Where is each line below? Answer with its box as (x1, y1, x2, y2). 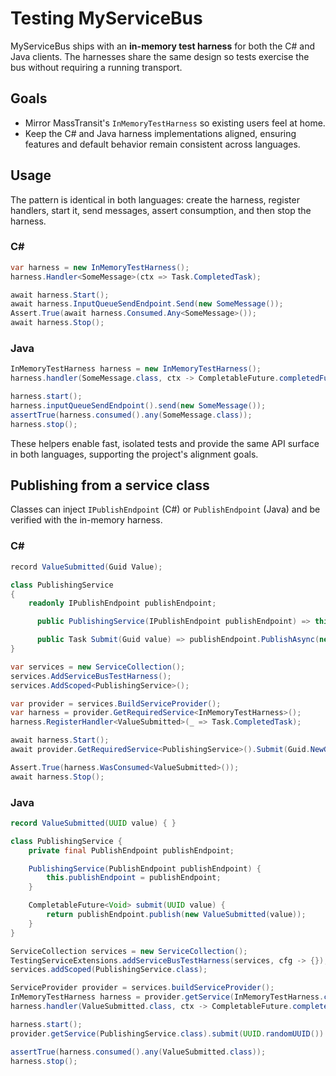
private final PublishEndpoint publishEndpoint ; (28, 845, 235, 856)
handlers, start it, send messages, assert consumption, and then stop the (10, 204, 312, 216)
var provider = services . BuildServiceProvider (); (10, 698, 222, 709)
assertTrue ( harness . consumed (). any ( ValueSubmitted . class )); (10, 1047, 267, 1057)
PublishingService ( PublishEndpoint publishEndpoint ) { (28, 863, 262, 874)
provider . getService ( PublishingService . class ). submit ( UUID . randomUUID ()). (10, 1028, 329, 1039)
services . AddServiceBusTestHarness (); (10, 671, 172, 681)
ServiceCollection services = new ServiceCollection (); (10, 946, 248, 956)
